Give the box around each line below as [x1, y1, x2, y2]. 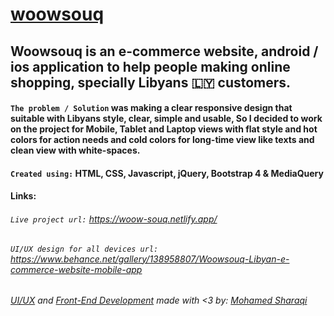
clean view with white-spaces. [10, 144, 141, 157]
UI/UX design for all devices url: [10, 244, 159, 254]
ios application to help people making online [10, 58, 291, 75]
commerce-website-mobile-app [10, 263, 143, 275]
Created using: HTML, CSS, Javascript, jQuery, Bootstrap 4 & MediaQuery [10, 167, 324, 179]
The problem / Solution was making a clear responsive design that [10, 102, 293, 114]
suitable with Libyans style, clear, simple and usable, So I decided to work [10, 113, 323, 125]
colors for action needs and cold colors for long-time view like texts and [10, 134, 315, 146]
